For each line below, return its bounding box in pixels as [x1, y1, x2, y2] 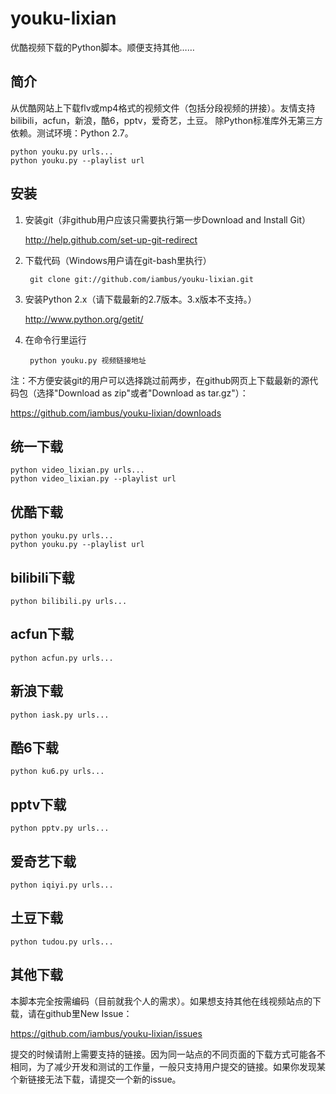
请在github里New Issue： [27, 1007, 133, 1019]
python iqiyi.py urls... [10, 880, 114, 891]
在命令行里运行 [24, 333, 87, 346]
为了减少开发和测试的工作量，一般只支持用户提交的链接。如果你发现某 [36, 1060, 326, 1072]
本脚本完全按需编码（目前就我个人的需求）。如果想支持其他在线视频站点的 [10, 995, 313, 1007]
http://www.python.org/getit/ [24, 313, 144, 325]
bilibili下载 [10, 569, 75, 586]
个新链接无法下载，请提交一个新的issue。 [10, 1073, 182, 1085]
